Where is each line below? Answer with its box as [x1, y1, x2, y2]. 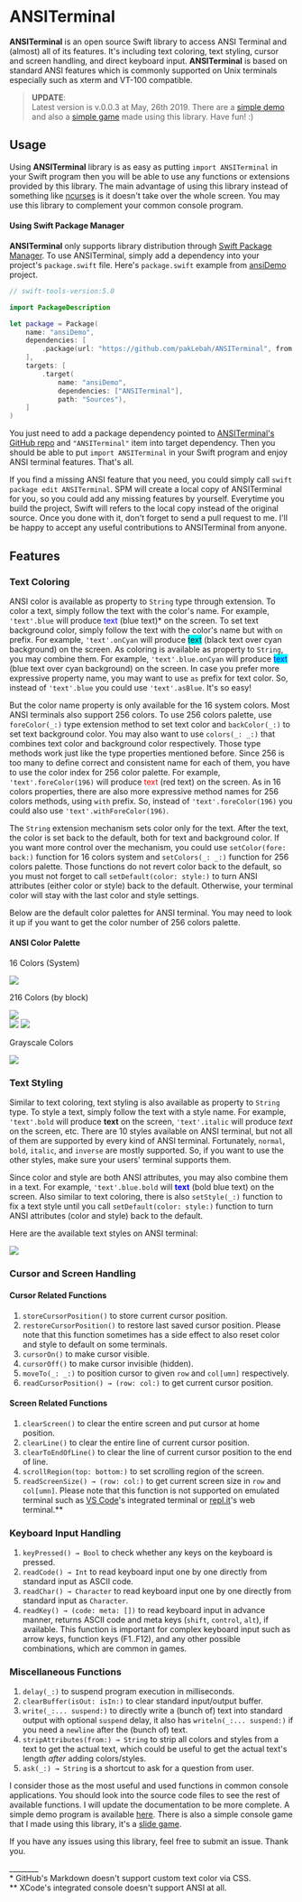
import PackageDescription [9, 302, 111, 312]
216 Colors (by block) [9, 992, 89, 1003]
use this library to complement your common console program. [9, 199, 243, 210]
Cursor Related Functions [9, 1289, 107, 1301]
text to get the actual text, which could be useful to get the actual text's [22, 1744, 288, 1755]
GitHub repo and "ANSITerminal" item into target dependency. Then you [9, 438, 276, 449]
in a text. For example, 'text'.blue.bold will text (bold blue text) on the [9, 1182, 275, 1192]
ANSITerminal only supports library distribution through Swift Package [9, 240, 272, 251]
